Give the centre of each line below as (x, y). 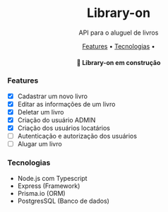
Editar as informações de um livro (66, 104)
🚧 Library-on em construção (119, 62)
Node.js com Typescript (52, 178)
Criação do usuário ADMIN (56, 120)
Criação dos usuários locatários (64, 128)
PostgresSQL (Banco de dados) (63, 201)
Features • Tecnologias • (119, 46)
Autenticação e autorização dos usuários (77, 136)
